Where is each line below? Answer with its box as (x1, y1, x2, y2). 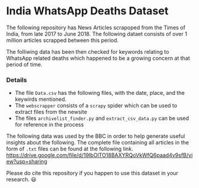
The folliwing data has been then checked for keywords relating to (6, 48, 169, 55)
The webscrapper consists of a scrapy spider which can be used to (14, 102, 177, 109)
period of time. (6, 61, 43, 68)
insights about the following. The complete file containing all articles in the (6, 139, 189, 146)
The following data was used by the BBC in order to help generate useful (6, 132, 185, 140)
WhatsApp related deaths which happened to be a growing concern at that (6, 54, 190, 61)
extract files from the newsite (14, 109, 88, 116)
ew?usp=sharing (6, 158, 48, 165)
